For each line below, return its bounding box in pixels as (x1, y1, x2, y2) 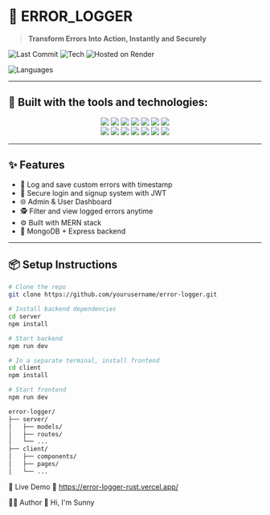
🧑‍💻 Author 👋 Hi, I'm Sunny (8, 497, 95, 507)
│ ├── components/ (8, 452, 78, 460)
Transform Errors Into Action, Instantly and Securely (27, 34, 207, 43)
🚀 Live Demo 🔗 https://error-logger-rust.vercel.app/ (8, 481, 179, 492)
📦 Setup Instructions (8, 257, 118, 271)
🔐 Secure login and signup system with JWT (19, 188, 167, 197)
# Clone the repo (8, 283, 67, 291)
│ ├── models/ (8, 423, 63, 431)
